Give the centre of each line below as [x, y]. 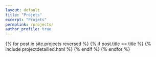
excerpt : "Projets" [26, 20]
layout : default [23, 10]
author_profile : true [28, 29]
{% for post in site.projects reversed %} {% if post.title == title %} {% [78, 44]
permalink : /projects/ [29, 24]
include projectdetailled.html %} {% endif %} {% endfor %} [68, 49]
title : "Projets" [24, 15]
